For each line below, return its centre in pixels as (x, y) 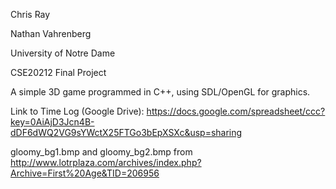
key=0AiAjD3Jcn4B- (52, 122)
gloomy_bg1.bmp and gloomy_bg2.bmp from (101, 152)
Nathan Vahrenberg (51, 33)
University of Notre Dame (63, 53)
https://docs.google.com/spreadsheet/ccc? (236, 111)
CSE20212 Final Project (58, 72)
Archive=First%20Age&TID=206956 (85, 173)
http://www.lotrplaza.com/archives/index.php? (106, 162)
